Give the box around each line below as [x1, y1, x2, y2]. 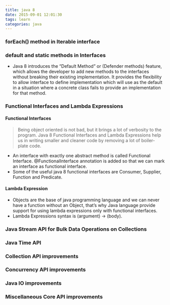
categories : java [5, 21, 42, 27]
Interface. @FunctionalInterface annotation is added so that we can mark [12, 158, 165, 164]
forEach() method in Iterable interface [5, 38, 100, 46]
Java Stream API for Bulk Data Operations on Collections [5, 226, 147, 233]
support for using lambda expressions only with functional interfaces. [12, 207, 158, 213]
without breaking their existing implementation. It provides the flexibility [12, 74, 162, 80]
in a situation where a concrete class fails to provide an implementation [12, 84, 161, 91]
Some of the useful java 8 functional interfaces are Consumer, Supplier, [12, 168, 162, 175]
